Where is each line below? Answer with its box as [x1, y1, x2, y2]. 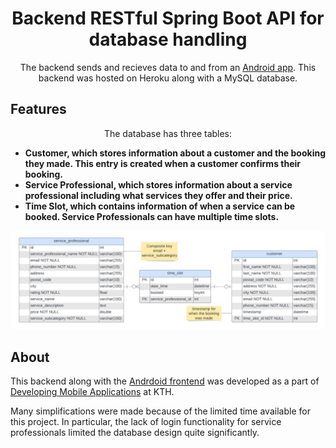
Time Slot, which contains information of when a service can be [24, 200, 296, 212]
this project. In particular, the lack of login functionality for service [10, 416, 282, 428]
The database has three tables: [103, 127, 233, 139]
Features [10, 101, 67, 118]
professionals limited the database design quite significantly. [10, 427, 260, 439]
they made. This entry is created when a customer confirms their [24, 157, 302, 169]
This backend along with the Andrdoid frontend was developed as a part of [10, 375, 320, 387]
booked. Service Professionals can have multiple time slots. [24, 210, 280, 222]
